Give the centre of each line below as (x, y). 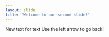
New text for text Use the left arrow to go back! (55, 29)
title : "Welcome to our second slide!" (48, 15)
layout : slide (20, 10)
